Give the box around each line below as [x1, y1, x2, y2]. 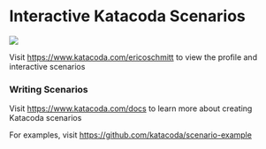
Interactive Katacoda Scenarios [9, 6, 246, 26]
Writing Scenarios [9, 83, 88, 95]
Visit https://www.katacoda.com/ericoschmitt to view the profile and [9, 51, 258, 63]
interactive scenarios [9, 61, 86, 71]
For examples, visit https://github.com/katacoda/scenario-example [9, 130, 252, 140]
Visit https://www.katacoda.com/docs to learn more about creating [9, 103, 253, 114]
